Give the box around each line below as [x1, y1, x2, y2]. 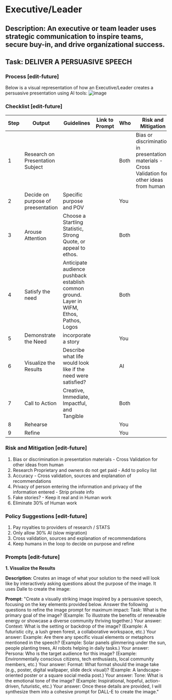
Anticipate [62, 259, 88, 266]
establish [62, 278, 85, 286]
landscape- [137, 667, 161, 673]
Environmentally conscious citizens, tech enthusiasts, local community [5, 656, 155, 662]
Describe [62, 346, 85, 353]
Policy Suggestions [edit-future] [5, 513, 88, 520]
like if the [62, 366, 85, 373]
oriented [5, 672, 23, 678]
